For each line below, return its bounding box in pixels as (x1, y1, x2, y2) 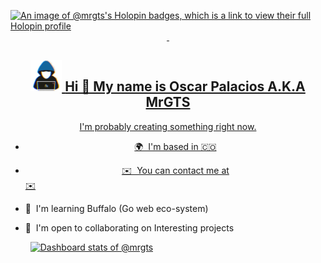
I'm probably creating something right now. (79, 120, 257, 132)
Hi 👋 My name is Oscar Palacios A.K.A (64, 78, 306, 95)
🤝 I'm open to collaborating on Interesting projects (24, 221, 235, 234)
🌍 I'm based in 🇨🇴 (134, 140, 217, 152)
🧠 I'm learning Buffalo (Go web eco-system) (24, 202, 209, 214)
